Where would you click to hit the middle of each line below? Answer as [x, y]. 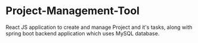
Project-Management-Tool [72, 11]
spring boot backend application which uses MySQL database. [83, 33]
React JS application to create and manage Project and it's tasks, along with [99, 27]
